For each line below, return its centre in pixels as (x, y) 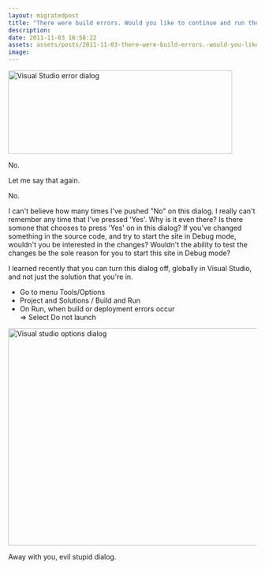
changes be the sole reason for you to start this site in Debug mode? (119, 253)
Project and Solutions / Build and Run (80, 300)
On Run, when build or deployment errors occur (97, 309)
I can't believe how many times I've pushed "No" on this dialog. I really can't (132, 211)
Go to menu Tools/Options (62, 292)
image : (19, 52)
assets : (21, 45)
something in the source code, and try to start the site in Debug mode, (122, 236)
